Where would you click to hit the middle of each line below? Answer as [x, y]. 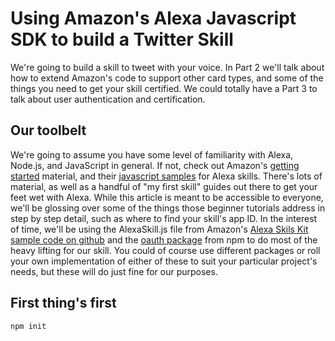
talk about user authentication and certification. [108, 99]
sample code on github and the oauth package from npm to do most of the [164, 239]
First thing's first [63, 303]
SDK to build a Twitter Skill [122, 39]
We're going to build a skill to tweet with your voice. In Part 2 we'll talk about [167, 67]
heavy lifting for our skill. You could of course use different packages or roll [165, 250]
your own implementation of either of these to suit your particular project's [164, 261]
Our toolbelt [48, 130]
